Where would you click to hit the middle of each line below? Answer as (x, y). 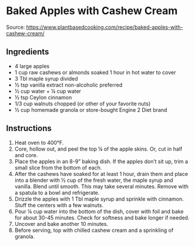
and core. (26, 155)
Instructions (29, 129)
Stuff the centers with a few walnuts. (59, 205)
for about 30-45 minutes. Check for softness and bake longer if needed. (102, 217)
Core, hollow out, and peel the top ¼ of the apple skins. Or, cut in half (98, 149)
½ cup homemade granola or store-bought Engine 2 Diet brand (91, 109)
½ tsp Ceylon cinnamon (43, 97)
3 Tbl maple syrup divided (46, 78)
